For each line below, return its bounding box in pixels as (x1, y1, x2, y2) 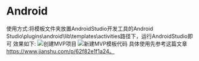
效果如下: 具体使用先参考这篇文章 (13, 40, 188, 47)
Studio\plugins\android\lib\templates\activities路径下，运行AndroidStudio (6, 32, 188, 40)
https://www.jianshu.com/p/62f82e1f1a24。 (6, 47, 115, 55)
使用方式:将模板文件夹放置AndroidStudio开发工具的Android (6, 25, 154, 32)
